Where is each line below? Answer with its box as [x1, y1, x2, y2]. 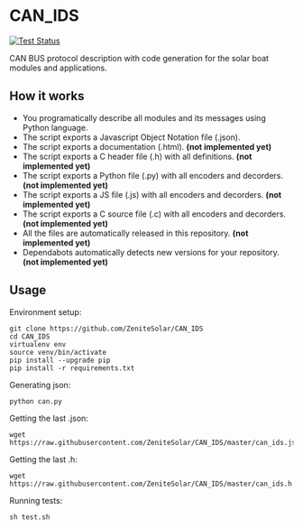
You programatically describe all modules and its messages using [22, 112, 266, 123]
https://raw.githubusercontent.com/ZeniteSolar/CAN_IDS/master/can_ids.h [9, 479, 293, 488]
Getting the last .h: [9, 453, 78, 465]
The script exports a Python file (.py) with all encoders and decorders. [22, 170, 284, 181]
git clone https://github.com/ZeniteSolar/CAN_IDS [9, 324, 204, 333]
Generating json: [9, 379, 71, 390]
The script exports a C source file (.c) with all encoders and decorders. [22, 209, 287, 219]
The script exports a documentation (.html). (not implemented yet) [22, 141, 272, 152]
